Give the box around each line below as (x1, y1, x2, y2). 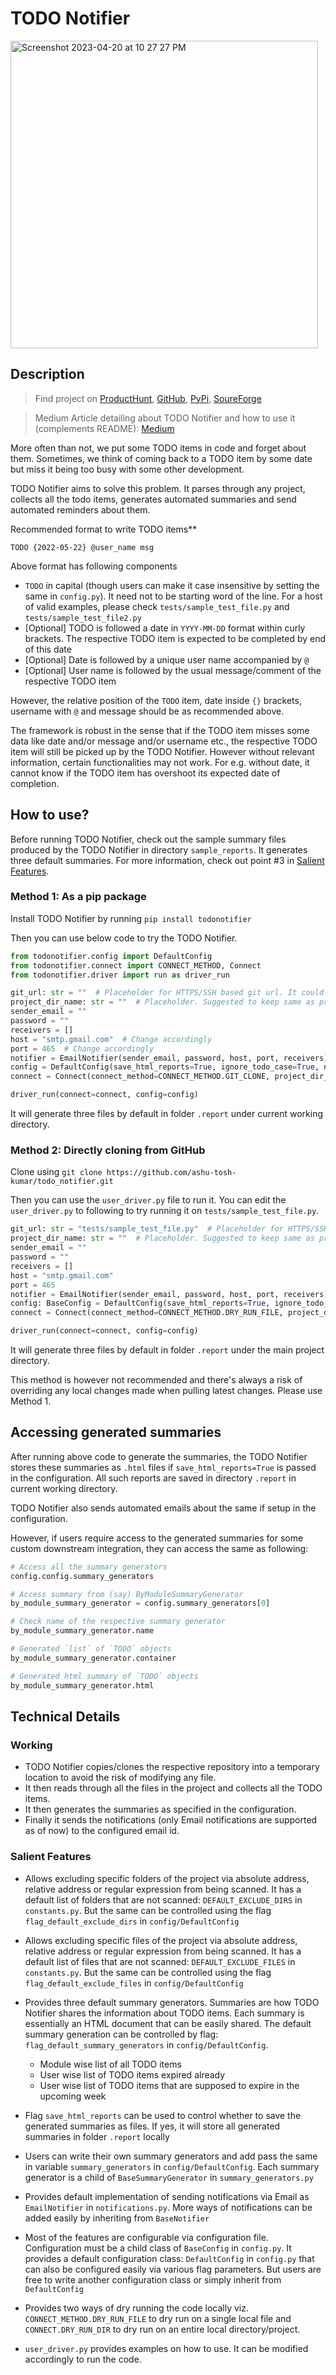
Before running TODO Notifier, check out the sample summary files (10, 833, 287, 845)
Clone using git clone (10, 1166, 103, 1178)
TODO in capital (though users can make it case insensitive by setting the (24, 579, 320, 591)
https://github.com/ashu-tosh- (106, 1168, 237, 1178)
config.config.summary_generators (10, 1571, 155, 1581)
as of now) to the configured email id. (24, 1825, 180, 1837)
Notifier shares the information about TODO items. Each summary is (24, 2007, 305, 2019)
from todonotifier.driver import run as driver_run (10, 970, 230, 980)
